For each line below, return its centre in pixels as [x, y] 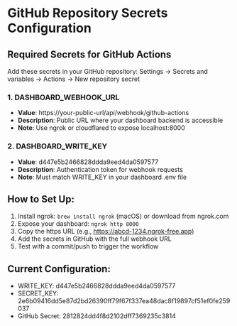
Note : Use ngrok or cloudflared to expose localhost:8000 [101, 128]
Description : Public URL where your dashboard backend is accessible [120, 120]
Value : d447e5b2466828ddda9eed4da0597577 [88, 162]
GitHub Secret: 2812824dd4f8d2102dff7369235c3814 [97, 316]
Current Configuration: [59, 269]
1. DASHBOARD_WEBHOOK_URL [64, 97]
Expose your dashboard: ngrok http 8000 [78, 224]
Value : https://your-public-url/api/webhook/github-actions [103, 113]
